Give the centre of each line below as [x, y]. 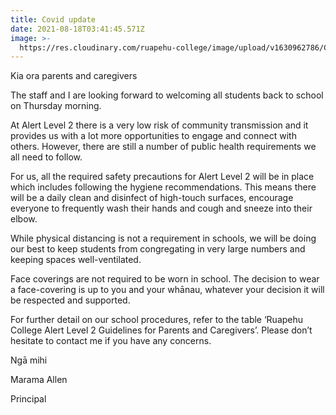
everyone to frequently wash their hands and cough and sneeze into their [161, 208]
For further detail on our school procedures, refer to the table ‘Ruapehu [157, 320]
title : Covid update [53, 19]
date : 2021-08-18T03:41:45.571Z [77, 29]
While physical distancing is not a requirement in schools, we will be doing [163, 238]
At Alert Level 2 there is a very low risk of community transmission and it [159, 125]
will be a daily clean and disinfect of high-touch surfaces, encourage [152, 198]
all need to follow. [46, 157]
